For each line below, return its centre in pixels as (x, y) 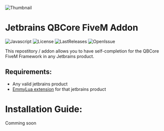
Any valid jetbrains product (40, 84)
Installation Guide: (44, 109)
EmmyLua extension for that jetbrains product (59, 89)
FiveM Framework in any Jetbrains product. (50, 56)
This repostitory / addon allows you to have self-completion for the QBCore (82, 51)
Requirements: (29, 72)
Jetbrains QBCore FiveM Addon (72, 28)
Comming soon (21, 123)
